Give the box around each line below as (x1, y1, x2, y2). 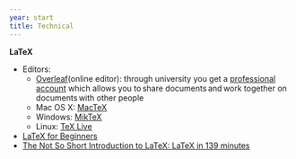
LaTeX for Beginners (22, 130, 98, 141)
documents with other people (35, 92, 144, 103)
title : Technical (9, 22, 74, 31)
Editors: (22, 64, 51, 75)
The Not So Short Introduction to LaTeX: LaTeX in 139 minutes (22, 140, 250, 151)
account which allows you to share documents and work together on (35, 83, 287, 93)
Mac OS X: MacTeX (35, 102, 108, 112)
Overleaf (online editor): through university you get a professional (35, 73, 276, 84)
